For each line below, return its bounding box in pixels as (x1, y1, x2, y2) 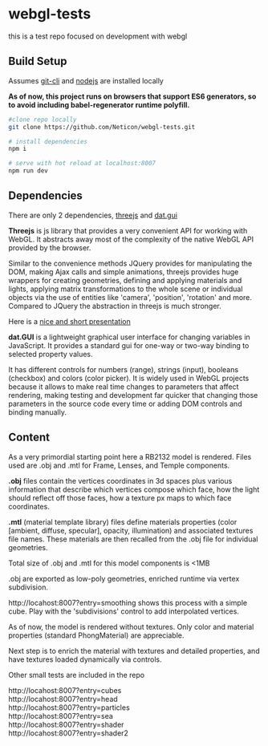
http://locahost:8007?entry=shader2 (8, 728, 128, 738)
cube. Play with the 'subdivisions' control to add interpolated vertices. (8, 606, 239, 616)
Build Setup (8, 55, 67, 68)
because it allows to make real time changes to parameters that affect (8, 382, 239, 391)
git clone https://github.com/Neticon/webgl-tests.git (8, 123, 196, 131)
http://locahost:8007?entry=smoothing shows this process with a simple (8, 598, 247, 607)
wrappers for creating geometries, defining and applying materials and (8, 275, 242, 285)
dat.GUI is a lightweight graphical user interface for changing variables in (8, 332, 250, 342)
